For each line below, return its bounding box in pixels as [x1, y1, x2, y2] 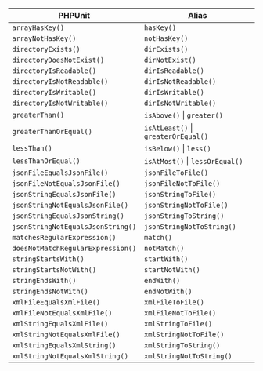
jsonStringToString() [143, 212, 225, 220]
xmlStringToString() [143, 341, 221, 350]
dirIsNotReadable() [143, 78, 217, 85]
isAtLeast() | [143, 122, 193, 133]
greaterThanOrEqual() [12, 127, 92, 136]
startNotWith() [143, 266, 201, 274]
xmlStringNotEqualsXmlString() [12, 352, 129, 360]
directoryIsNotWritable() [12, 99, 109, 107]
